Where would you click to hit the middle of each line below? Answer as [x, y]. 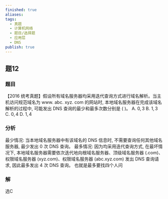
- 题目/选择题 [23, 33]
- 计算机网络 [22, 29]
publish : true [20, 47]
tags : [11, 19]
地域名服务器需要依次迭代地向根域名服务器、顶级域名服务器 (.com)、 [92, 152]
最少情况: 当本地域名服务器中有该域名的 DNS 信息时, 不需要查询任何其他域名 [84, 140]
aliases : [14, 15]
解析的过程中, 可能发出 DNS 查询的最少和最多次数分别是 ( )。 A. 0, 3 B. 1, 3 [81, 109]
